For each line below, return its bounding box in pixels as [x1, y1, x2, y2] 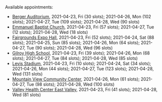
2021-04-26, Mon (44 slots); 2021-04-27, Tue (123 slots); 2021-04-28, [12, 66, 154, 72]
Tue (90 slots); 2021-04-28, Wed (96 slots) [26, 45, 113, 51]
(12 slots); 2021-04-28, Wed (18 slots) [12, 29, 88, 35]
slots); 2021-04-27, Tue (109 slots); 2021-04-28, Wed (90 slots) [12, 19, 140, 25]
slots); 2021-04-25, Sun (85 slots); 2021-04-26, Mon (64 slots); [12, 40, 140, 46]
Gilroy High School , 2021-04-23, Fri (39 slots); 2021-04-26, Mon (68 [12, 50, 150, 56]
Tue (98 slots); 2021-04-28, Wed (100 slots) [26, 81, 115, 87]
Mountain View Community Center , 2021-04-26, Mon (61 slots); [12, 76, 140, 82]
